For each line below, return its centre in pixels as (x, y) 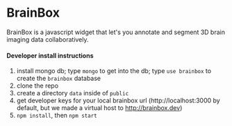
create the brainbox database (59, 79)
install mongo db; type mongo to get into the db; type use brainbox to (114, 71)
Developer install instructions (50, 55)
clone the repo (38, 86)
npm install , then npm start (57, 116)
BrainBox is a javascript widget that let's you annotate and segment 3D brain (116, 32)
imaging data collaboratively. (48, 39)
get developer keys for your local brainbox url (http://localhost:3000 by (118, 101)
